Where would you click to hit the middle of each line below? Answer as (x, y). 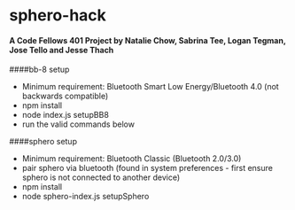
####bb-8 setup (39, 70)
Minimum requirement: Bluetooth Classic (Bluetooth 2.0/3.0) (132, 159)
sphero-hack (58, 16)
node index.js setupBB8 (65, 115)
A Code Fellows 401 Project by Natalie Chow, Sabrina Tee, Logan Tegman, (147, 40)
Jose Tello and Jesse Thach (62, 50)
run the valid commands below (78, 124)
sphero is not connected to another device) (101, 177)
